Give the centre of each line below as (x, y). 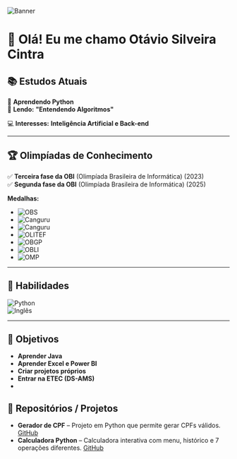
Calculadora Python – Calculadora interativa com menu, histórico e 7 (118, 441)
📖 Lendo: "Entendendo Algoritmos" (61, 109)
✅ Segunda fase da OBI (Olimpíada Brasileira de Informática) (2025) (107, 184)
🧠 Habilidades (38, 286)
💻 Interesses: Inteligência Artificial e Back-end (78, 123)
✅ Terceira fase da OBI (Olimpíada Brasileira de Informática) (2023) (106, 176)
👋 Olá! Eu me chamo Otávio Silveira (112, 40)
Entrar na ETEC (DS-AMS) (56, 378)
